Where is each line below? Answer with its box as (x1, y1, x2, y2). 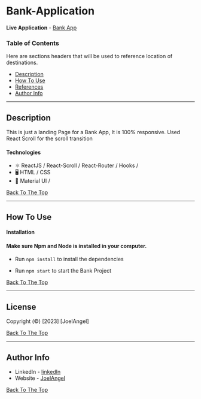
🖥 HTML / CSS (14, 169, 51, 176)
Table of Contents (6, 39, 60, 47)
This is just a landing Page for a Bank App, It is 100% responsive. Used (6, 129, 181, 136)
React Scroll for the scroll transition (6, 135, 93, 142)
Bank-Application (6, 4, 95, 18)
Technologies (6, 149, 41, 156)
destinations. (6, 59, 38, 66)
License (6, 301, 36, 312)
